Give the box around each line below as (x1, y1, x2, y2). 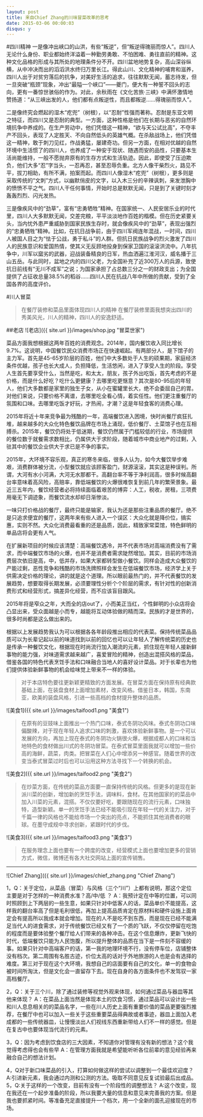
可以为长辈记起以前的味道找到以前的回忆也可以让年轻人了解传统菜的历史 (11, 636, 192, 643)
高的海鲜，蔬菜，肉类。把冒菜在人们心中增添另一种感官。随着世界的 (21, 750, 191, 757)
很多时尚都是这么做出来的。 (6, 615, 76, 623)
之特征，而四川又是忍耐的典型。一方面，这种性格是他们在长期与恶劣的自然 (6, 116, 192, 124)
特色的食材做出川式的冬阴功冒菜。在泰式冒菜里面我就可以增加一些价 (26, 742, 196, 750)
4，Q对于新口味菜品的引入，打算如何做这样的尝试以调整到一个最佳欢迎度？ (6, 1067, 194, 1074)
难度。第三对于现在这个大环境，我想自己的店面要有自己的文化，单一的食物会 (6, 960, 197, 968)
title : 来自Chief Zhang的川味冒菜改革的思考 (6, 15, 109, 21)
